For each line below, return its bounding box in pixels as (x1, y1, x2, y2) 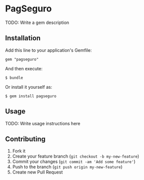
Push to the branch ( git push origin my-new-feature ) (12, 164, 123, 170)
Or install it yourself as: (5, 84, 52, 90)
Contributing (5, 135, 46, 143)
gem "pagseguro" (5, 57, 39, 62)
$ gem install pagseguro (5, 93, 57, 99)
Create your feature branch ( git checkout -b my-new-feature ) (12, 153, 140, 160)
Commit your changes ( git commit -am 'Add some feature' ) (12, 159, 136, 165)
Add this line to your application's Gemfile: (5, 47, 92, 53)
